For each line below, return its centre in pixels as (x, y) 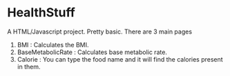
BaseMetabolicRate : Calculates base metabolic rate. (92, 52)
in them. (29, 66)
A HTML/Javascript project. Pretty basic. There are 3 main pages (99, 31)
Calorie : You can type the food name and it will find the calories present (120, 59)
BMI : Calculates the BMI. (53, 45)
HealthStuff (41, 13)
